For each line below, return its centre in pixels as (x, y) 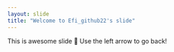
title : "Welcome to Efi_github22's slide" (71, 21)
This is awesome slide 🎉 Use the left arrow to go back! (87, 41)
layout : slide (29, 14)
